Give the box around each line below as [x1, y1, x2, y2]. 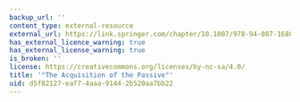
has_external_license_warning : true [9, 46, 146, 55]
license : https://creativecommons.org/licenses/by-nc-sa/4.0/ [9, 63, 246, 72]
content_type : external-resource [9, 21, 134, 30]
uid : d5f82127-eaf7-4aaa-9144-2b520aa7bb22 [9, 79, 174, 88]
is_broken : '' [9, 54, 62, 63]
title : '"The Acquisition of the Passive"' [9, 71, 174, 80]
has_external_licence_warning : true [9, 37, 146, 47]
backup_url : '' [9, 12, 66, 22]
